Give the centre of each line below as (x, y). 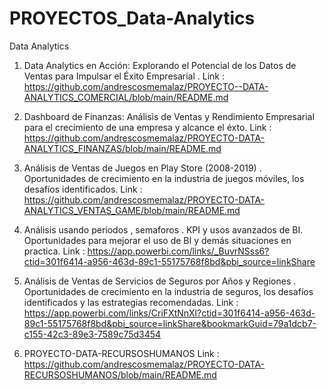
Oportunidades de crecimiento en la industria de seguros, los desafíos (168, 291)
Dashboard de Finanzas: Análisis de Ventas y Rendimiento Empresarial (169, 116)
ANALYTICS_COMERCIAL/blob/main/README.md (126, 97)
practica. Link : (54, 251)
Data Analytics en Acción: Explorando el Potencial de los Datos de (160, 65)
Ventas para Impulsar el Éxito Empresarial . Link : (124, 76)
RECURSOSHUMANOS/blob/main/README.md (120, 374)
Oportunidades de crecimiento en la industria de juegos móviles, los (164, 178)
